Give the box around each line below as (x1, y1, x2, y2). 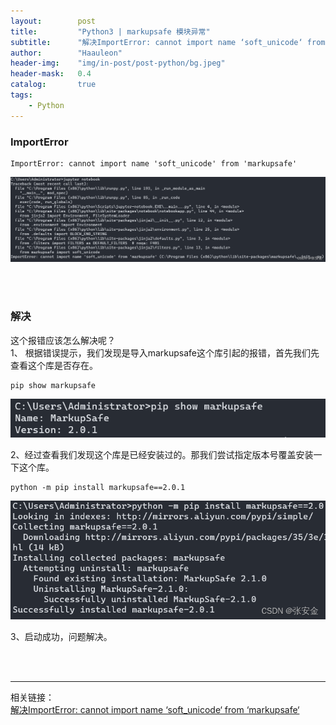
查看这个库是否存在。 (10, 359, 98, 371)
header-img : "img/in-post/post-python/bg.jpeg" (10, 58, 226, 69)
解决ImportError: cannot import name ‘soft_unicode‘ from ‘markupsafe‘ (10, 703, 300, 715)
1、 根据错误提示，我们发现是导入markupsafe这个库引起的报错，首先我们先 (10, 346, 320, 359)
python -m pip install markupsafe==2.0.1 (10, 482, 186, 492)
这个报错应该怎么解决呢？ (10, 334, 116, 346)
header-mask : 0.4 (10, 69, 92, 79)
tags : (10, 90, 33, 100)
